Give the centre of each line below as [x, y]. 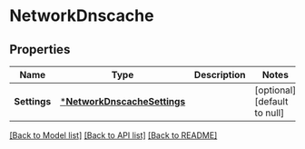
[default [271, 101]
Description [220, 75]
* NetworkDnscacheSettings [123, 101]
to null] [269, 113]
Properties [40, 50]
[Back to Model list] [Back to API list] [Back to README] [113, 135]
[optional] [275, 90]
